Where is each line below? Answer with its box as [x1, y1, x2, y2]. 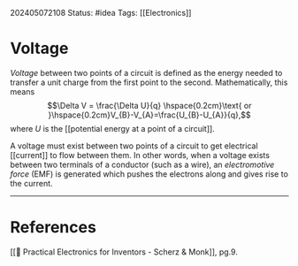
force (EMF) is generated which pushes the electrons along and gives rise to [10, 168, 288, 179]
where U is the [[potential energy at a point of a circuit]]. [10, 123, 215, 133]
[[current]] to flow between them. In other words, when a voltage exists [10, 149, 271, 160]
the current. [10, 178, 53, 188]
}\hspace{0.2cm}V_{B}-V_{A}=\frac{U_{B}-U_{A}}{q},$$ [48, 110, 251, 120]
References [10, 217, 96, 238]
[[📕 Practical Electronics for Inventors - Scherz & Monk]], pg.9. [10, 247, 238, 257]
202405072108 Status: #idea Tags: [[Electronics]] [10, 8, 192, 18]
